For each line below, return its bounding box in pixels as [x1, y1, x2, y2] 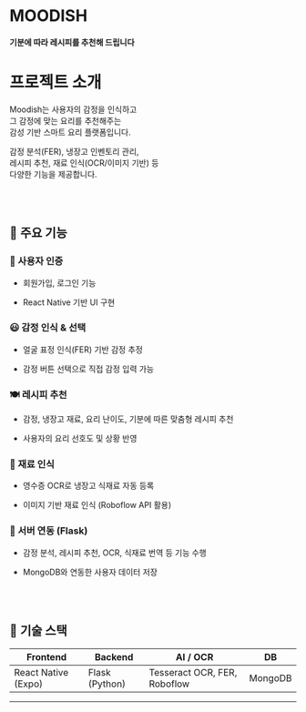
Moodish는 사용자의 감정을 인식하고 [9, 104, 138, 115]
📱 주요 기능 [9, 225, 68, 241]
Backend [94, 650, 134, 663]
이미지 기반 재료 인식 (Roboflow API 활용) [22, 500, 172, 511]
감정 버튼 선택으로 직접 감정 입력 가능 [22, 363, 155, 374]
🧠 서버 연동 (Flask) [9, 524, 88, 537]
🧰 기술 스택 [9, 623, 68, 638]
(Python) [87, 677, 126, 690]
